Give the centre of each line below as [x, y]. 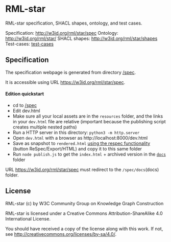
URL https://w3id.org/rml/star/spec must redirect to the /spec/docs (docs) [82, 169]
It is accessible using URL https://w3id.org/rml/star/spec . [65, 82]
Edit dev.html [26, 111]
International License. [28, 218]
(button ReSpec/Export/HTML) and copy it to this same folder [77, 148]
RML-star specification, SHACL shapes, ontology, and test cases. [74, 23]
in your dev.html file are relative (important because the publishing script [89, 121]
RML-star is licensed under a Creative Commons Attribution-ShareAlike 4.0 [84, 213]
